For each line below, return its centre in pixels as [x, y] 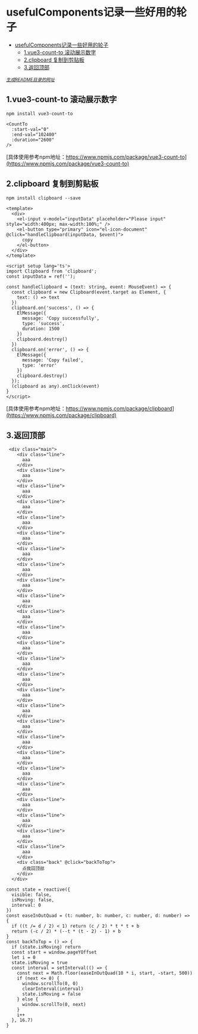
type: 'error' [40, 365]
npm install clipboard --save [44, 198]
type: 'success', [43, 323]
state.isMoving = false [51, 994]
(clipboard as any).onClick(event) [56, 386]
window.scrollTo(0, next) [54, 1005]
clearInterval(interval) [53, 989]
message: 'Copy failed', [53, 360]
